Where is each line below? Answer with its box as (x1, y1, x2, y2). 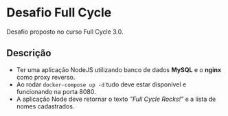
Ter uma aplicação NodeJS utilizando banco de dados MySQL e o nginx (16, 65, 222, 73)
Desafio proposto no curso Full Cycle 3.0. (6, 27, 124, 36)
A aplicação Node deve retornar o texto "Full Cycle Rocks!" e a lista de (16, 95, 216, 103)
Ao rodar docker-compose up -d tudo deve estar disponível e (16, 80, 187, 89)
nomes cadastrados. (16, 102, 75, 111)
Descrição (6, 47, 52, 59)
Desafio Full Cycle (6, 5, 112, 21)
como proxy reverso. (16, 73, 76, 81)
